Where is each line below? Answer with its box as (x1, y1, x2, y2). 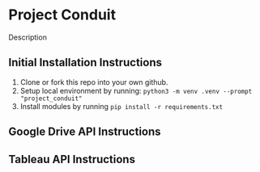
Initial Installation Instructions (8, 56, 162, 69)
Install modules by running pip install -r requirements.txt (19, 101, 224, 111)
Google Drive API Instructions (8, 125, 161, 139)
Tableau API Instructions (8, 152, 136, 166)
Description (8, 32, 47, 42)
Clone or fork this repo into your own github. (19, 77, 168, 86)
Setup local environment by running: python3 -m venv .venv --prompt (19, 86, 253, 95)
